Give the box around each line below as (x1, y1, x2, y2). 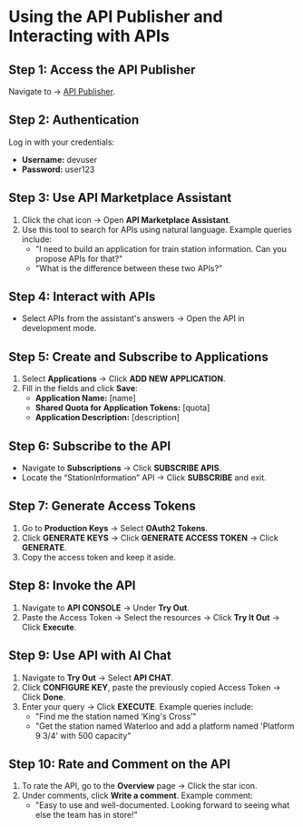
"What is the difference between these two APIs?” (34, 262, 223, 274)
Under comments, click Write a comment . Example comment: (21, 790, 253, 802)
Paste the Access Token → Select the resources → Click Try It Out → (21, 611, 280, 622)
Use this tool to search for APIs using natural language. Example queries (21, 224, 292, 235)
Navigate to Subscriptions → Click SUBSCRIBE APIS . (21, 462, 222, 474)
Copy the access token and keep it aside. (21, 551, 176, 562)
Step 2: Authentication (8, 112, 140, 128)
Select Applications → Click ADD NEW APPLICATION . (21, 373, 226, 384)
